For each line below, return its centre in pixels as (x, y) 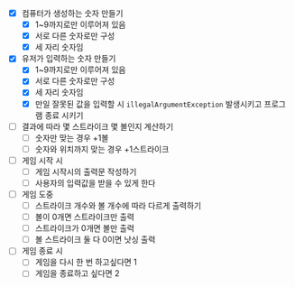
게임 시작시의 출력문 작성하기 (86, 171)
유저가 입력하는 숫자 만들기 (69, 59)
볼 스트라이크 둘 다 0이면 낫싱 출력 (95, 240)
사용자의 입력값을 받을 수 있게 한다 (95, 182)
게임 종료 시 (42, 251)
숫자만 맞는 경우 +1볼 (72, 137)
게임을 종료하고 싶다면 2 (77, 273)
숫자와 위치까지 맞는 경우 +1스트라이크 (102, 149)
